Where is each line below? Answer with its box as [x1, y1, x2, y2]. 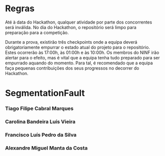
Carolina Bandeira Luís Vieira [5, 118, 76, 125]
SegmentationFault [5, 88, 85, 99]
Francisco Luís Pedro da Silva [5, 131, 77, 138]
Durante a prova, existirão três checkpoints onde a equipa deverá [5, 39, 137, 45]
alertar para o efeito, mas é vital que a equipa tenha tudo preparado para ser [5, 54, 160, 60]
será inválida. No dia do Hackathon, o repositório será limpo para [5, 24, 137, 30]
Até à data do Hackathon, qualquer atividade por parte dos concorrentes [5, 19, 152, 25]
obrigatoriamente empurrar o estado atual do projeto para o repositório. [5, 44, 150, 50]
